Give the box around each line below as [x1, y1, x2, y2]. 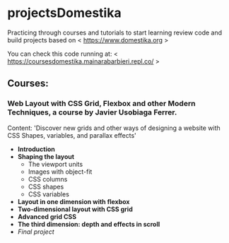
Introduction [17, 145, 55, 153]
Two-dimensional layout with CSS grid [17, 205, 133, 213]
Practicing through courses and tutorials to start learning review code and [7, 28, 223, 37]
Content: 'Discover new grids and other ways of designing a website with [7, 124, 221, 132]
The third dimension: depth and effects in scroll [17, 220, 160, 228]
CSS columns [28, 174, 68, 183]
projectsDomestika [7, 5, 122, 21]
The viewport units [28, 160, 83, 168]
